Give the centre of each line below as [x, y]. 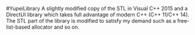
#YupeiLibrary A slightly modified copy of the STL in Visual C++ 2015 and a [97, 8]
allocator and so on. [55, 27]
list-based [18, 27]
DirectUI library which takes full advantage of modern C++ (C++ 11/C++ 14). [97, 15]
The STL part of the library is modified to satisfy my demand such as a [91, 21]
